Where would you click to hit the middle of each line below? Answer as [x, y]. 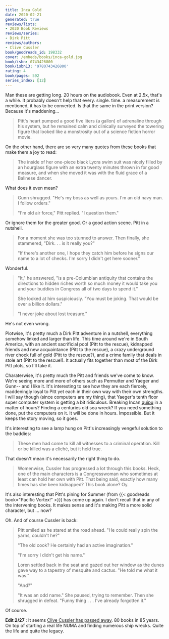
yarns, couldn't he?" [39, 535]
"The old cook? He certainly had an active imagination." [75, 545]
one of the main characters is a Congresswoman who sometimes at [88, 474]
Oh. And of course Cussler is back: [42, 520]
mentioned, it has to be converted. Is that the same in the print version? [79, 105]
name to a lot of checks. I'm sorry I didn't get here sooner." [79, 258]
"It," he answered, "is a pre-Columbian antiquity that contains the [85, 278]
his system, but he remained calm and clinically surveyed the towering [91, 126]
